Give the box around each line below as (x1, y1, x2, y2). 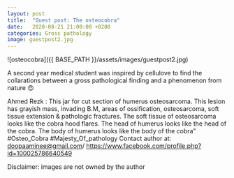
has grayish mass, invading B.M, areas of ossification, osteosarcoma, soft (7, 105, 219, 113)
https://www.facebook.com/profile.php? (86, 142, 202, 150)
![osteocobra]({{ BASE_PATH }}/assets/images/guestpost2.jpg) (7, 55, 189, 64)
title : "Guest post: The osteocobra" (7, 17, 120, 24)
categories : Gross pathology (7, 29, 92, 37)
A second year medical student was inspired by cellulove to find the (7, 69, 203, 77)
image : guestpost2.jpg (7, 36, 73, 43)
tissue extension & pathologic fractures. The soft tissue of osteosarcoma (7, 112, 217, 121)
